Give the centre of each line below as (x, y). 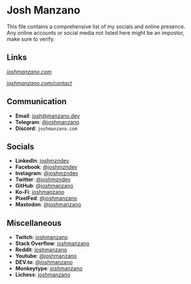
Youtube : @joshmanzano (46, 256)
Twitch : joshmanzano (41, 237)
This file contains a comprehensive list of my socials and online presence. (96, 26)
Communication (37, 101)
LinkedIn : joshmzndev (42, 161)
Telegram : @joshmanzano (47, 122)
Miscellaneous (34, 223)
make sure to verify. (31, 39)
